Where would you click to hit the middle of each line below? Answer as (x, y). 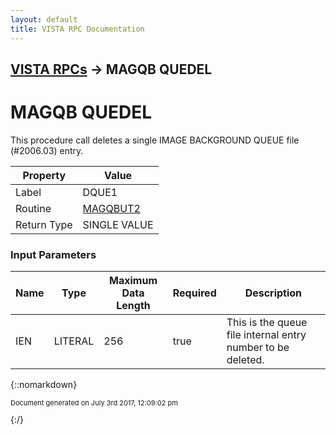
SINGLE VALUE (118, 224)
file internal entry (266, 335)
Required (194, 293)
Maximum (133, 281)
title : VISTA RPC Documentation (77, 29)
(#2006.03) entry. (47, 150)
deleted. (245, 360)
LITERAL (74, 341)
